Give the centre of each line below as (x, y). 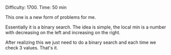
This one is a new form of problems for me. (51, 17)
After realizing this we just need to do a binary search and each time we (81, 42)
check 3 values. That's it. (32, 48)
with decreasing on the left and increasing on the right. (63, 32)
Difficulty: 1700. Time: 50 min (36, 7)
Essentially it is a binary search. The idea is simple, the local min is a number (86, 27)
